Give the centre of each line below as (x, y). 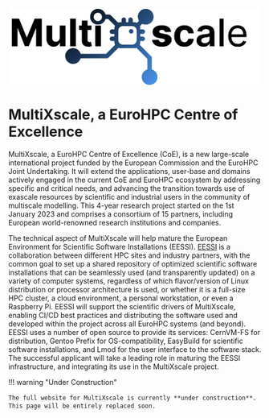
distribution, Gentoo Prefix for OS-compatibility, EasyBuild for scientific (126, 341)
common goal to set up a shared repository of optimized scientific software (133, 263)
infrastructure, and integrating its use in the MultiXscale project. (114, 366)
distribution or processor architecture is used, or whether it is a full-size (127, 289)
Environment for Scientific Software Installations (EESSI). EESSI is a (120, 246)
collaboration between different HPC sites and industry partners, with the (129, 255)
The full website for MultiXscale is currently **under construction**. (132, 398)
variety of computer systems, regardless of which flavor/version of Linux (128, 281)
